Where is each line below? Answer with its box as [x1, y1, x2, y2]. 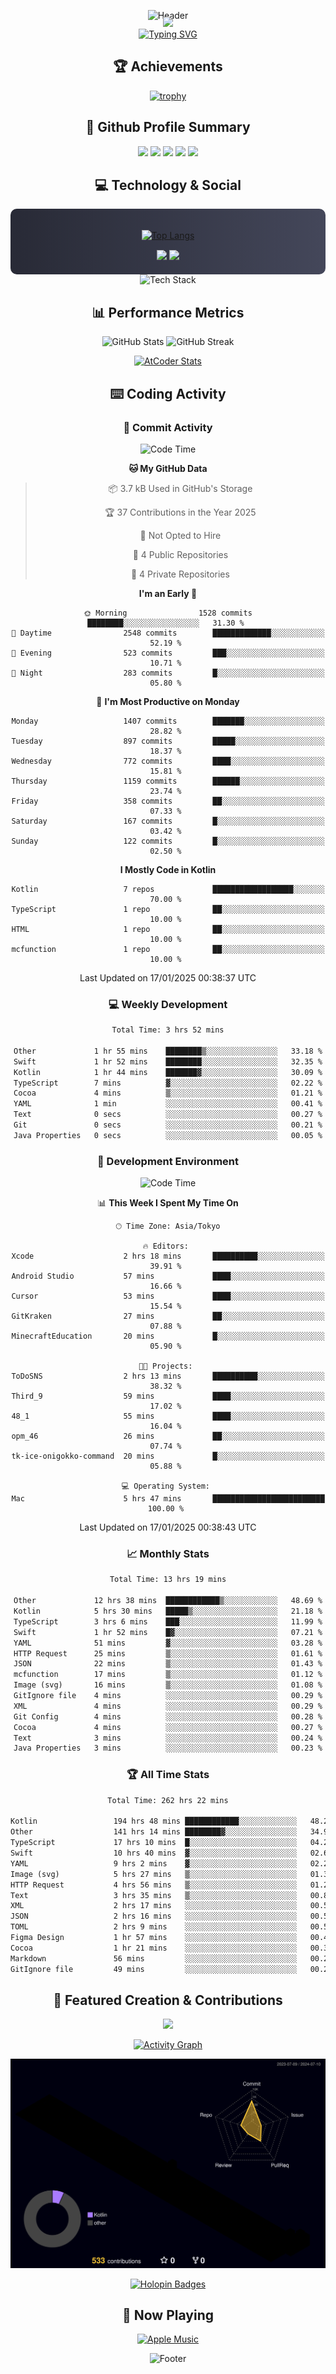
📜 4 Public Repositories [132, 548, 229, 560]
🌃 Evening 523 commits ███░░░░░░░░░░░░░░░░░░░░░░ [11, 648, 325, 658]
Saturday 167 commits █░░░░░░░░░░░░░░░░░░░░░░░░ [11, 816, 325, 826]
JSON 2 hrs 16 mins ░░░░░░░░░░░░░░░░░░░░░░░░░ [10, 1911, 298, 1922]
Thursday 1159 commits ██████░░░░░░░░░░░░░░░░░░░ [11, 776, 325, 786]
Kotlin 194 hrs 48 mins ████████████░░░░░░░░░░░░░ [10, 1816, 298, 1827]
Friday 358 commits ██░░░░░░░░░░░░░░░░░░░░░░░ [11, 796, 325, 806]
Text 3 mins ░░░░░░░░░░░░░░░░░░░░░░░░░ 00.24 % [13, 1733, 323, 1743]
